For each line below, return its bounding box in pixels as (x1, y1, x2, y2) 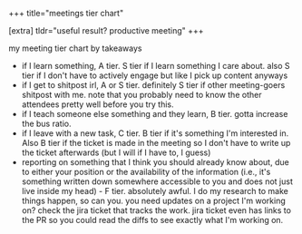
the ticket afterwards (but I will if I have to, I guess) (21, 147, 211, 158)
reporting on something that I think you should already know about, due (21, 157, 289, 167)
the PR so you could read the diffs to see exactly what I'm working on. (21, 215, 284, 225)
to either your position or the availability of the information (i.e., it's (21, 167, 271, 177)
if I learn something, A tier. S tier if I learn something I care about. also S (21, 61, 291, 71)
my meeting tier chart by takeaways (8, 43, 142, 54)
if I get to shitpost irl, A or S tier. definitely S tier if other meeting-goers (21, 80, 286, 90)
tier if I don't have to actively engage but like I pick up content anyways (21, 70, 288, 81)
